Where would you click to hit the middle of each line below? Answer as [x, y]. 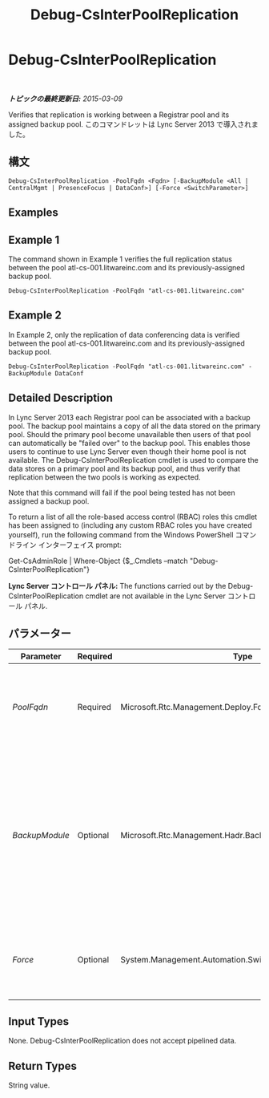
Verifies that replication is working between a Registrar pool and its [119, 115]
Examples [33, 213]
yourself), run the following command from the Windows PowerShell [121, 534]
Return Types [43, 1066]
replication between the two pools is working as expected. [105, 477]
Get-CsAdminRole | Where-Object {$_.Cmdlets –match [98, 561]
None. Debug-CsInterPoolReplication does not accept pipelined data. [122, 1041]
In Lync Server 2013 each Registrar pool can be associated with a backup [129, 417]
